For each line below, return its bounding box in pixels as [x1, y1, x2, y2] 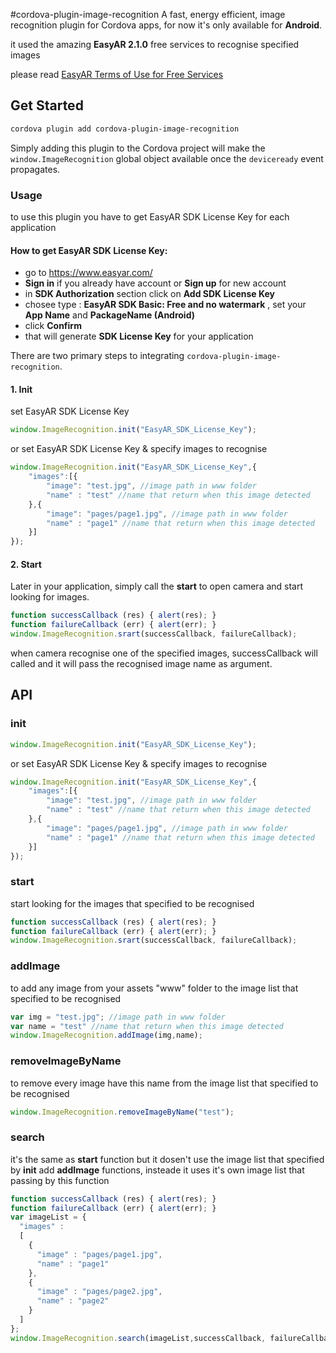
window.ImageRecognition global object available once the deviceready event [10, 152, 324, 164]
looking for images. [10, 591, 90, 603]
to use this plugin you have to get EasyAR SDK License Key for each [10, 210, 290, 223]
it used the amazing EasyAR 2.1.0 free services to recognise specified [10, 39, 300, 50]
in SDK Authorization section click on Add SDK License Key [24, 288, 275, 300]
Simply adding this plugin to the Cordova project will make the [10, 142, 266, 154]
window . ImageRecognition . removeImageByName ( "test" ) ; [10, 1107, 235, 1117]
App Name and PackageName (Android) [24, 309, 196, 321]
